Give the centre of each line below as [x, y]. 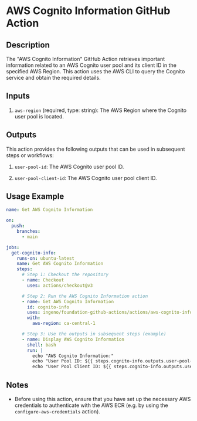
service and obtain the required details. [53, 78]
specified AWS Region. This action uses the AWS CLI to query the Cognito [96, 71]
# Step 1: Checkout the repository [65, 275]
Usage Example [35, 197]
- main [30, 237]
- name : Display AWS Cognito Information [73, 339]
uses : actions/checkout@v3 [60, 286]
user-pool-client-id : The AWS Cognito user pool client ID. [86, 178]
